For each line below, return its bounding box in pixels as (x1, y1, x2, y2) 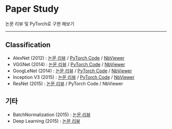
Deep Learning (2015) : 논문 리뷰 (12, 118, 80, 124)
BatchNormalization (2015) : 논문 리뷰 (12, 111, 91, 118)
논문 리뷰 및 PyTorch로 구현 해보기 (5, 20, 75, 27)
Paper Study (5, 3, 59, 15)
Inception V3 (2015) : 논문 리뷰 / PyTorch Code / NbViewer (12, 74, 135, 80)
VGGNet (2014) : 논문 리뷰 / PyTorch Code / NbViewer (12, 61, 125, 67)
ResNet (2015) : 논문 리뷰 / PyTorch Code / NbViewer (12, 80, 123, 87)
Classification (5, 40, 51, 49)
